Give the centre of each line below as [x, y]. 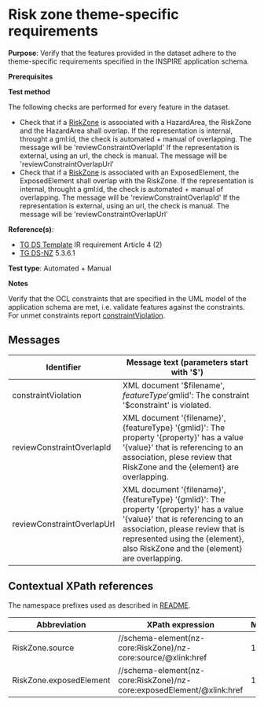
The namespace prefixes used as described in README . [99, 605]
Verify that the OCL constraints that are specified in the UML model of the [127, 298]
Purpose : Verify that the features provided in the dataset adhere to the [123, 53]
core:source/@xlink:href [162, 657]
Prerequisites [31, 76]
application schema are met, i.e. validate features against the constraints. [126, 307]
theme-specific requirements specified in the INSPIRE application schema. [129, 61]
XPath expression [180, 624]
